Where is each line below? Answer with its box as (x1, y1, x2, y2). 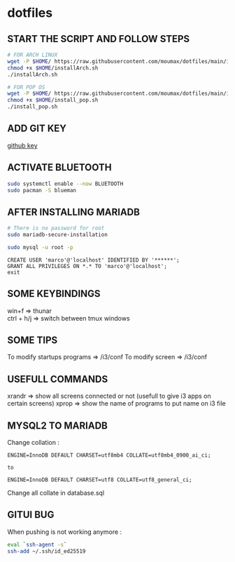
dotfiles (7, 5, 53, 21)
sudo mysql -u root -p (7, 243, 73, 250)
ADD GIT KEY (7, 123, 66, 135)
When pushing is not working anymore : (7, 528, 122, 536)
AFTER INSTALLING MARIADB (7, 206, 140, 218)
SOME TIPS (7, 335, 58, 347)
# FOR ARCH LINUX (7, 51, 58, 58)
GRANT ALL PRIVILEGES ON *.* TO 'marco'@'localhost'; (7, 262, 168, 269)
